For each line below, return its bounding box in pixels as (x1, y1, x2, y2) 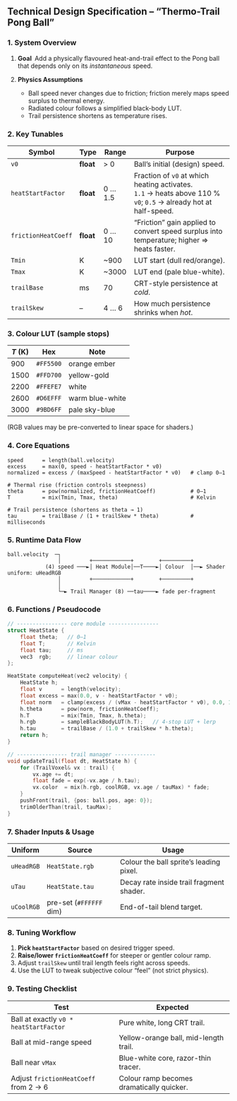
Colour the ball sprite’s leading (119, 856, 221, 866)
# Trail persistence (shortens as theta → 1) (7, 506, 143, 513)
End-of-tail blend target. (119, 902, 203, 912)
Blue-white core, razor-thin (119, 1053, 212, 1063)
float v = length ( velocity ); (20, 685, 121, 693)
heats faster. (133, 244, 176, 254)
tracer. (119, 1061, 141, 1071)
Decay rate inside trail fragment (119, 877, 224, 887)
